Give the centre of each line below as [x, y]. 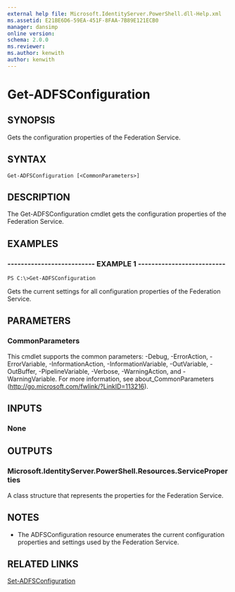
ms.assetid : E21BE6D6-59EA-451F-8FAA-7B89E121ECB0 [83, 20]
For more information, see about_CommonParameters [136, 379]
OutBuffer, [22, 371]
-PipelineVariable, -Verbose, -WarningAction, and [110, 371]
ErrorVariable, [27, 364]
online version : [31, 33]
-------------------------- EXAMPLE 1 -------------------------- [116, 263]
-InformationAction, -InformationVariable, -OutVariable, [129, 364]
